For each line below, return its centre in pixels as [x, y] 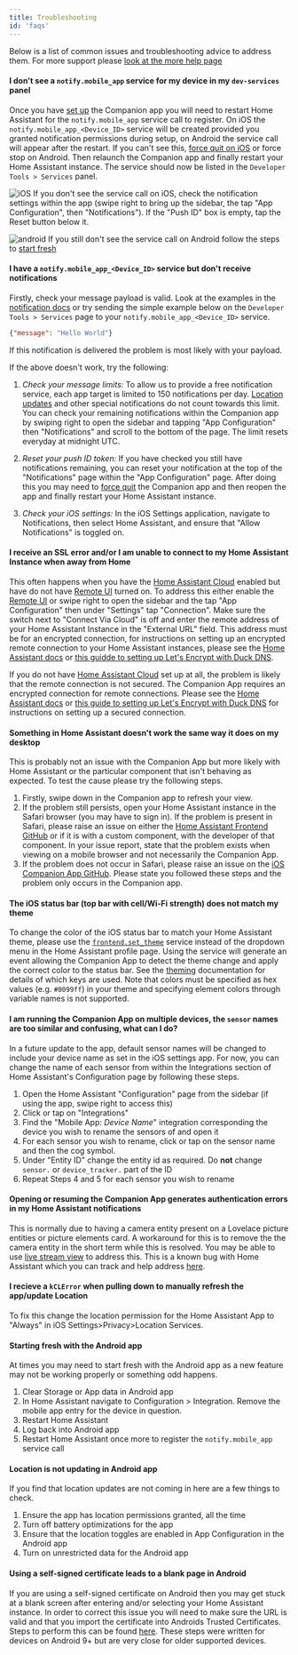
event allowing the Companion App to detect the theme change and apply [144, 961]
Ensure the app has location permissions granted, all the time [134, 1515]
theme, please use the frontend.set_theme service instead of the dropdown [147, 942]
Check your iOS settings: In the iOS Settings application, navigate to [146, 513]
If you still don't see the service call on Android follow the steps [164, 239]
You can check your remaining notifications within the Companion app [150, 412]
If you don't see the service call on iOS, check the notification [146, 193]
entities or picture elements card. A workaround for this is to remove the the [148, 1237]
